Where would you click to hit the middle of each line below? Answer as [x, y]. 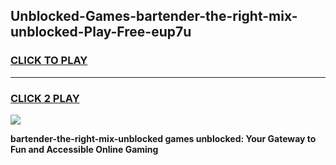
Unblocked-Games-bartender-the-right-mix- [154, 16]
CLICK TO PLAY [49, 61]
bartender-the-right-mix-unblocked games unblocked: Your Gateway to [163, 138]
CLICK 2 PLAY [45, 98]
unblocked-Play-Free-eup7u [101, 32]
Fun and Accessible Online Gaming [84, 149]
